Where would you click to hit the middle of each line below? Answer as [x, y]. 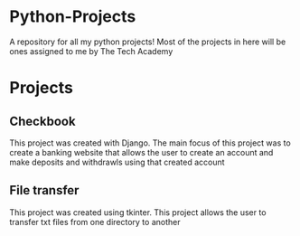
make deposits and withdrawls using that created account [117, 162]
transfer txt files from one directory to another [95, 222]
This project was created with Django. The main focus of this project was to [150, 143]
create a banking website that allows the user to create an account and [141, 152]
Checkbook [42, 121]
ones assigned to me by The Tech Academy [91, 51]
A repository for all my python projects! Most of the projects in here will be [148, 42]
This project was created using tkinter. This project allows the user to [138, 212]
